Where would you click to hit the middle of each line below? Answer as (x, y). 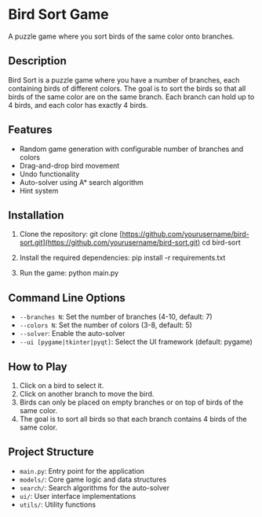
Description (37, 61)
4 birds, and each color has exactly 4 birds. (78, 105)
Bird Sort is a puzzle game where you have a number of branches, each (124, 79)
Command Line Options (67, 298)
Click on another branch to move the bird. (87, 394)
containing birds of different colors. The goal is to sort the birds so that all (127, 88)
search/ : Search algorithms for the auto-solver (95, 487)
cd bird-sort (221, 242)
